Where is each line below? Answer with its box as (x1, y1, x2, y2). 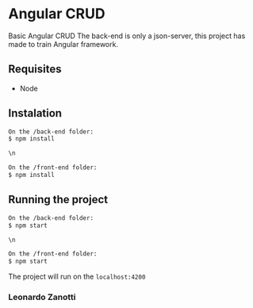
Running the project (8, 193, 109, 206)
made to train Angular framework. (8, 39, 119, 48)
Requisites (8, 63, 62, 76)
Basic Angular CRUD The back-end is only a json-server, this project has (8, 31, 246, 40)
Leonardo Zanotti (8, 291, 77, 302)
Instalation (8, 106, 62, 120)
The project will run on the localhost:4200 (8, 271, 146, 282)
